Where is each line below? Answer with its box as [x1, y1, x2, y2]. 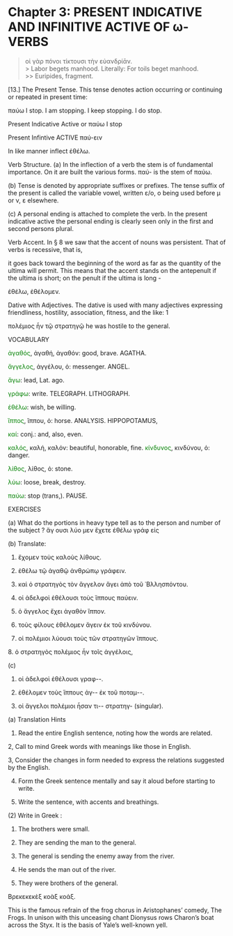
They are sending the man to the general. [17, 838, 137, 847]
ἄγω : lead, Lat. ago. [8, 376, 65, 384]
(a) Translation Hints [8, 715, 66, 723]
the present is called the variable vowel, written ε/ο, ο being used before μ [8, 188, 221, 197]
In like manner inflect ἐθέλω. [8, 147, 90, 155]
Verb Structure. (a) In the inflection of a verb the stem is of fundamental [8, 160, 214, 168]
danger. [8, 451, 30, 459]
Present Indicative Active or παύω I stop [8, 119, 122, 128]
